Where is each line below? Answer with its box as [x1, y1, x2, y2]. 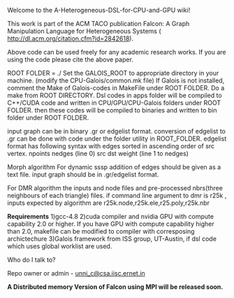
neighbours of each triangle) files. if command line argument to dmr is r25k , [7, 192, 227, 199]
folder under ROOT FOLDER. [7, 113, 89, 122]
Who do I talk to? [7, 255, 56, 264]
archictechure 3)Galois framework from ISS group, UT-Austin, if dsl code [7, 234, 217, 243]
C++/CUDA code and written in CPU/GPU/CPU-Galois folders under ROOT [7, 99, 221, 107]
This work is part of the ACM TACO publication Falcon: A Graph [7, 20, 190, 27]
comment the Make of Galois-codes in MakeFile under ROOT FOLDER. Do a [7, 84, 225, 92]
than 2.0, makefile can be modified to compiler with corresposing [7, 227, 195, 235]
